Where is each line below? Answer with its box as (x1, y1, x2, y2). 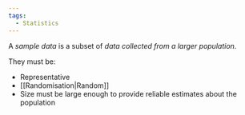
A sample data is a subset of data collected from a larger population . (8, 41, 237, 50)
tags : (8, 11, 26, 20)
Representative (19, 72, 70, 81)
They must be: (8, 57, 56, 66)
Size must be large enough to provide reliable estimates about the (19, 89, 238, 98)
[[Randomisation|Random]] (19, 81, 110, 90)
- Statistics (15, 19, 59, 27)
